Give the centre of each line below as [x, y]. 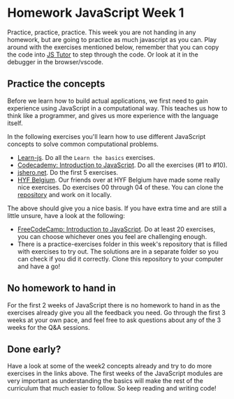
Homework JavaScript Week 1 [96, 13]
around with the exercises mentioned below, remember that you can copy [113, 47]
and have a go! [39, 266]
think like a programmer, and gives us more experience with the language [113, 115]
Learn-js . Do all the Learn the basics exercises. [86, 157]
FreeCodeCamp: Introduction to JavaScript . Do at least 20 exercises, [116, 229]
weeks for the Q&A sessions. [49, 327]
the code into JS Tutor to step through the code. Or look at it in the [103, 55]
